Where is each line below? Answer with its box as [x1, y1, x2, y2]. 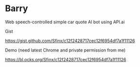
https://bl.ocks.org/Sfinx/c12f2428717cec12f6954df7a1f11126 [5, 56, 126, 62]
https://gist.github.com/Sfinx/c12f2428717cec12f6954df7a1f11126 [5, 37, 135, 44]
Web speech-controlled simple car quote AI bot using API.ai [5, 19, 125, 25]
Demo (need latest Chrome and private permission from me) [5, 47, 126, 53]
